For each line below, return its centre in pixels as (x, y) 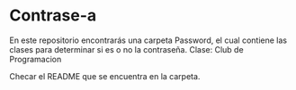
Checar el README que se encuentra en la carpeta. (105, 76)
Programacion (36, 59)
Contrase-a (53, 16)
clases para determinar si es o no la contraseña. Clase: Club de (127, 49)
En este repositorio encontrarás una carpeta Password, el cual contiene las (148, 40)
